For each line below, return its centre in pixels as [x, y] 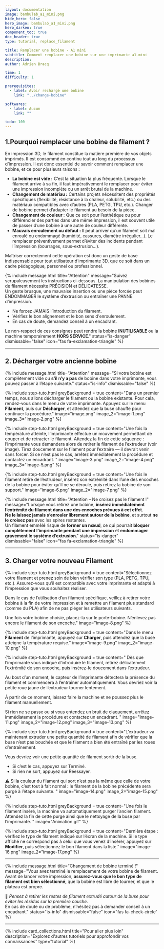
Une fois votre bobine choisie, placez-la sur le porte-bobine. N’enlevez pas [81, 617]
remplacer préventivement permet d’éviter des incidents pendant [77, 241]
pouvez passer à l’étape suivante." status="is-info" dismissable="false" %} [80, 383]
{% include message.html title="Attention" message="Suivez [66, 275]
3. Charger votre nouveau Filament [59, 561]
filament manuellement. [29, 702]
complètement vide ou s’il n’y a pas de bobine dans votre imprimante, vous [81, 378]
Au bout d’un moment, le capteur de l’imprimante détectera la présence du [80, 677]
